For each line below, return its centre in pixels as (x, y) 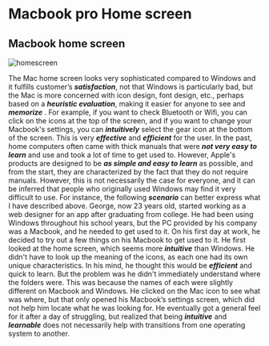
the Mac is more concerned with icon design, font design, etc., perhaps (126, 95)
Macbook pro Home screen (100, 14)
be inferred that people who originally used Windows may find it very (122, 189)
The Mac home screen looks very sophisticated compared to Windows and (132, 78)
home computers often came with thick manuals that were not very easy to (133, 146)
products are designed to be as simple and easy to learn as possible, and (131, 163)
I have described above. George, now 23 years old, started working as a (127, 206)
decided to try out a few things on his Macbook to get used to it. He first (127, 240)
